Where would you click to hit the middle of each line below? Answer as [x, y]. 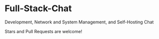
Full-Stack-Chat [38, 9]
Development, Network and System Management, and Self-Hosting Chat [79, 22]
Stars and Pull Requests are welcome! [44, 31]
